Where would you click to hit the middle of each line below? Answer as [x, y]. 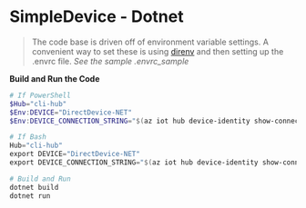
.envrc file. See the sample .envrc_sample [110, 61]
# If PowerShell [40, 95]
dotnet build [34, 187]
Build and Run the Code [55, 78]
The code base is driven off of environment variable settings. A [150, 42]
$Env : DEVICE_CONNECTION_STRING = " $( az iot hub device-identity [130, 121]
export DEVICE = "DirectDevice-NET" [75, 154]
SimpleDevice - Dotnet [97, 17]
